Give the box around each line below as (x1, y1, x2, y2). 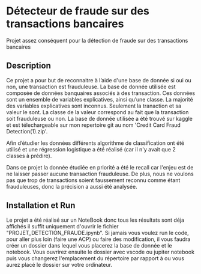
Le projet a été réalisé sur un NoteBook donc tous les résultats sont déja (6, 216, 185, 224)
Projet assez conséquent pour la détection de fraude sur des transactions (6, 37, 188, 44)
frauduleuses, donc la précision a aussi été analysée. (6, 183, 137, 190)
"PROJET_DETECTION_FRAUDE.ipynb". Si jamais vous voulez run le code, (6, 229, 189, 236)
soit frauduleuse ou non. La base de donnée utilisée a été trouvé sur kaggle (6, 115, 193, 122)
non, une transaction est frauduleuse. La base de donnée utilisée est (6, 83, 176, 90)
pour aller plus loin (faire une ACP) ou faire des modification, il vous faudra (6, 236, 191, 243)
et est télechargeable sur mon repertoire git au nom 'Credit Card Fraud (6, 121, 181, 129)
